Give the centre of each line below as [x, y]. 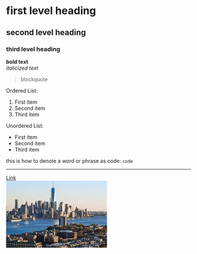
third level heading [33, 49]
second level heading [46, 32]
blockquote [34, 79]
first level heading [51, 11]
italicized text [22, 68]
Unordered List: [25, 126]
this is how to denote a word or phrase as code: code [69, 161]
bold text [17, 61]
